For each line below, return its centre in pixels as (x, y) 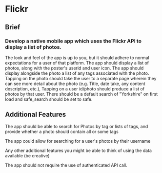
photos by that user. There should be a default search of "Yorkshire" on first (81, 94)
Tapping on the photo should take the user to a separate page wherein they (81, 78)
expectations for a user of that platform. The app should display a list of (77, 63)
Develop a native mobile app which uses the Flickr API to (73, 41)
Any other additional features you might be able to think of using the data (79, 151)
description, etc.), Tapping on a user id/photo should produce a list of (75, 88)
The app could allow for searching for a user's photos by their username (78, 141)
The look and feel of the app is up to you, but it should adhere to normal (77, 58)
